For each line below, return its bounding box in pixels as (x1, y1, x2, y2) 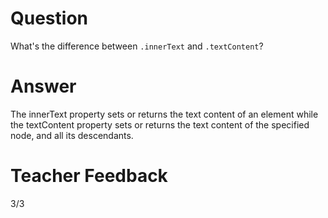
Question (10, 7, 88, 30)
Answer (10, 75, 77, 98)
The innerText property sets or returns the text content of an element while (10, 108, 319, 120)
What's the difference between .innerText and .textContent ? (10, 40, 264, 52)
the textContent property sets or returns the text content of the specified (10, 118, 310, 131)
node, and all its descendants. (10, 129, 134, 141)
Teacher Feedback (10, 165, 168, 187)
